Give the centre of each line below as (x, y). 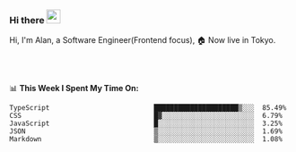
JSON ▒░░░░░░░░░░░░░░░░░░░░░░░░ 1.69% (146, 131)
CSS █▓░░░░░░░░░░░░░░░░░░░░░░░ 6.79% (146, 116)
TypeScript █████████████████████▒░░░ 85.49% (148, 108)
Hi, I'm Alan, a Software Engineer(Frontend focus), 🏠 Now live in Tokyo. (143, 40)
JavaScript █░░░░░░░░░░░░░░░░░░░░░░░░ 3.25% (146, 124)
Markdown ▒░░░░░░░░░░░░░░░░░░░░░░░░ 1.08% (146, 139)
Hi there (27, 20)
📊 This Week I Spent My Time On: (74, 89)
